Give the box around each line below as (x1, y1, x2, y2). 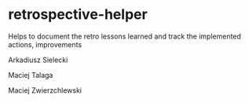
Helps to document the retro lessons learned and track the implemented (8, 31, 242, 41)
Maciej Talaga (8, 70, 53, 79)
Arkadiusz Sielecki (8, 55, 68, 64)
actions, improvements (8, 39, 82, 49)
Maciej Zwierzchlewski (8, 85, 82, 95)
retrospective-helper (8, 6, 148, 24)
